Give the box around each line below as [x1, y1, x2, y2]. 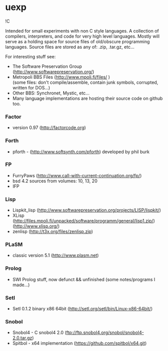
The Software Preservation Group [12, 63, 82, 69]
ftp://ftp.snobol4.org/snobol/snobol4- [66, 329, 144, 335]
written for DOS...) [12, 84, 50, 90]
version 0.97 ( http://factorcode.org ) [12, 125, 86, 131]
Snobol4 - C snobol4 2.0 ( [12, 329, 67, 335]
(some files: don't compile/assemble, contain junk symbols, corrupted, [12, 79, 158, 85]
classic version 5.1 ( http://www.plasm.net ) [12, 253, 99, 259]
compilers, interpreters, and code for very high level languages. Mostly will [5, 33, 159, 39]
